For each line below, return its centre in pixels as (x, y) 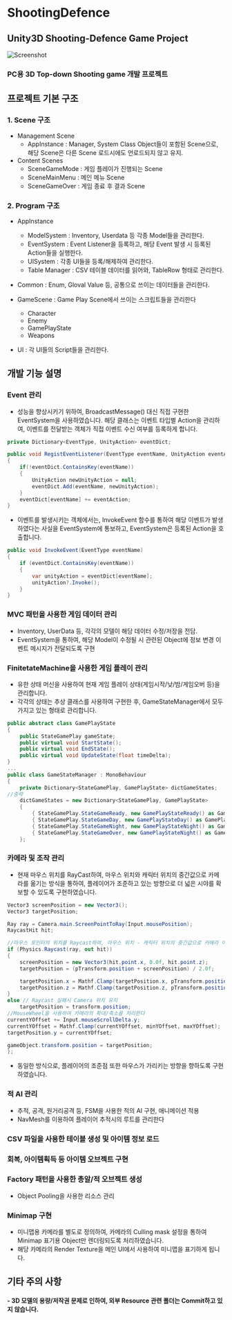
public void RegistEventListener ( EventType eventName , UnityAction (106, 454)
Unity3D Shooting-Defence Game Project (98, 38)
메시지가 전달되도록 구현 (62, 648)
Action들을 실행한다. (55, 252)
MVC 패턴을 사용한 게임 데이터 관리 (62, 614)
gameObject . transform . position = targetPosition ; (80, 1045)
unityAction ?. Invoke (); (66, 582)
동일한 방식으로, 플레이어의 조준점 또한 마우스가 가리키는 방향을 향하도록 (114, 1066)
